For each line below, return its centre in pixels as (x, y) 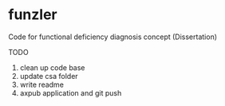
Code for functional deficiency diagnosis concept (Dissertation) (113, 37)
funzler (33, 15)
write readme (41, 84)
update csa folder (49, 76)
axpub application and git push (71, 92)
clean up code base (52, 67)
